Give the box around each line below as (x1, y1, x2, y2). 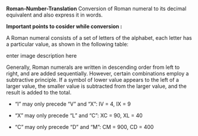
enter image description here (6, 52, 77, 59)
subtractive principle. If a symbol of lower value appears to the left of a (6, 77, 179, 83)
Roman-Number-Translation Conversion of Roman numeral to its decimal (6, 5, 187, 12)
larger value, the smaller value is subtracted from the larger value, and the (6, 83, 187, 90)
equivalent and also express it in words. (6, 11, 103, 18)
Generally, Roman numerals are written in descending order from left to (6, 64, 180, 71)
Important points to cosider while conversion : (6, 23, 123, 30)
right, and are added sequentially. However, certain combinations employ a (6, 70, 189, 77)
